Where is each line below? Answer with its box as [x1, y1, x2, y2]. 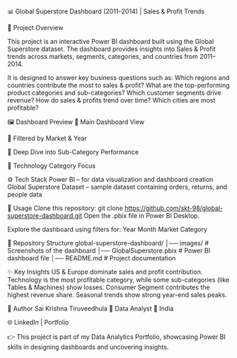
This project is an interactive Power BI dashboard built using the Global [7, 37, 214, 45]
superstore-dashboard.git [7, 212, 83, 219]
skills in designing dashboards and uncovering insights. [7, 343, 169, 351]
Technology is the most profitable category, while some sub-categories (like [7, 276, 230, 284]
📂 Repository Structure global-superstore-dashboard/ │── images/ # [7, 239, 209, 247]
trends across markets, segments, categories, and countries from [7, 52, 198, 60]
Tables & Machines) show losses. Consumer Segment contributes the [7, 283, 210, 291]
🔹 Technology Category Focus [7, 161, 96, 170]
